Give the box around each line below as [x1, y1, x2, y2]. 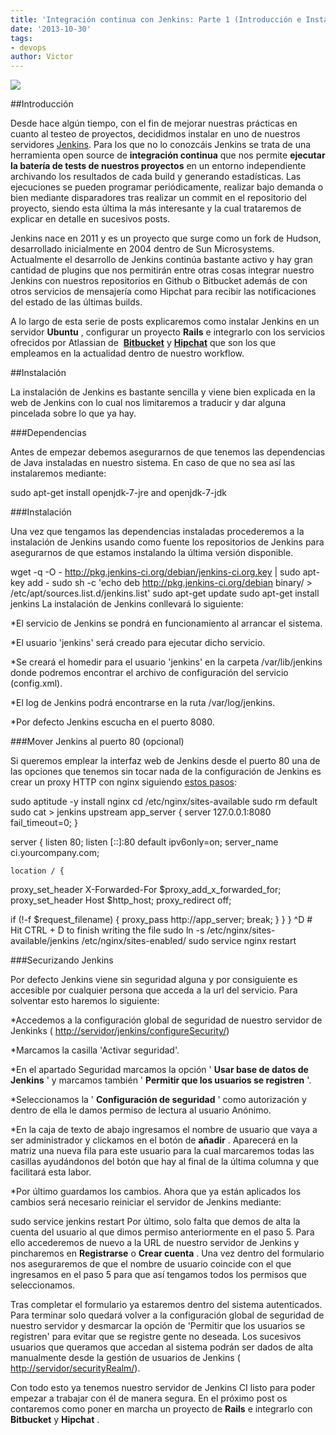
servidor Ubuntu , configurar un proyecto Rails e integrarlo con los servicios [10, 326, 326, 338]
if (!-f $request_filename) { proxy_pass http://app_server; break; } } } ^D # [10, 914, 313, 926]
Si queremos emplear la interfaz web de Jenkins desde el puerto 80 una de [10, 755, 321, 767]
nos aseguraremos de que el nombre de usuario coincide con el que [10, 1258, 292, 1270]
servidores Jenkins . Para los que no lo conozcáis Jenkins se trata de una [10, 139, 312, 151]
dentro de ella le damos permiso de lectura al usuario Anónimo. [10, 1104, 272, 1116]
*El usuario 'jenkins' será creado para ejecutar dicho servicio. [10, 637, 266, 649]
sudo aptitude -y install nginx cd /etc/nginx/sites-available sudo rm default [10, 796, 318, 808]
